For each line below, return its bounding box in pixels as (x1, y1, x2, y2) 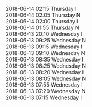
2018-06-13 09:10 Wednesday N (5, 50, 85, 56)
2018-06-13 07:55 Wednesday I (5, 81, 83, 88)
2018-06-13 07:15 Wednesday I (5, 94, 82, 101)
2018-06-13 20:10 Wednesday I (5, 30, 83, 38)
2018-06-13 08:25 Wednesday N (5, 62, 86, 69)
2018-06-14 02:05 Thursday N (5, 11, 81, 19)
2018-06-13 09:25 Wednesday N (5, 37, 86, 44)
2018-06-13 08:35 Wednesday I (5, 56, 84, 63)
